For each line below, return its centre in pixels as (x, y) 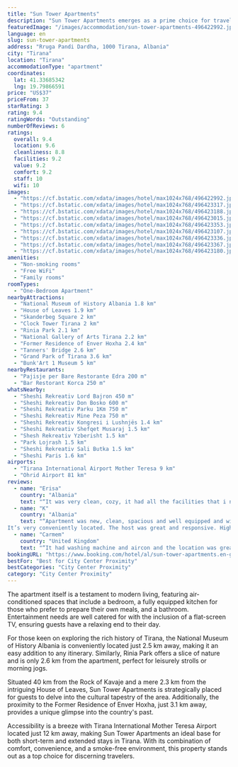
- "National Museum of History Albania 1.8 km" (85, 304)
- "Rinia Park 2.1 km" (47, 330)
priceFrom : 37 (28, 100)
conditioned (25, 602)
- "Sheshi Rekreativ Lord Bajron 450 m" (74, 396)
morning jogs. (28, 668)
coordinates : (27, 73)
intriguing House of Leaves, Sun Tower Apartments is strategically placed (114, 689)
